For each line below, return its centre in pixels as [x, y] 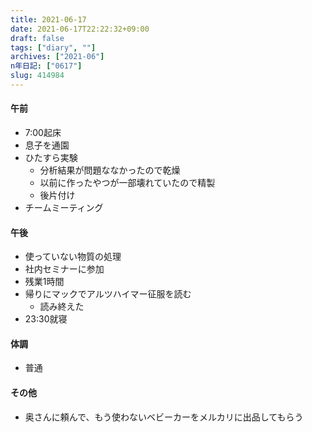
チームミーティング [64, 208]
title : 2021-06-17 [48, 19]
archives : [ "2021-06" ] [57, 57]
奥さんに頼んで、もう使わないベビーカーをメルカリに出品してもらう [164, 417]
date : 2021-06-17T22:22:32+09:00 [80, 29]
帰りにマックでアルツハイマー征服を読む [108, 294]
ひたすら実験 [51, 158]
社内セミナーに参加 [64, 269]
